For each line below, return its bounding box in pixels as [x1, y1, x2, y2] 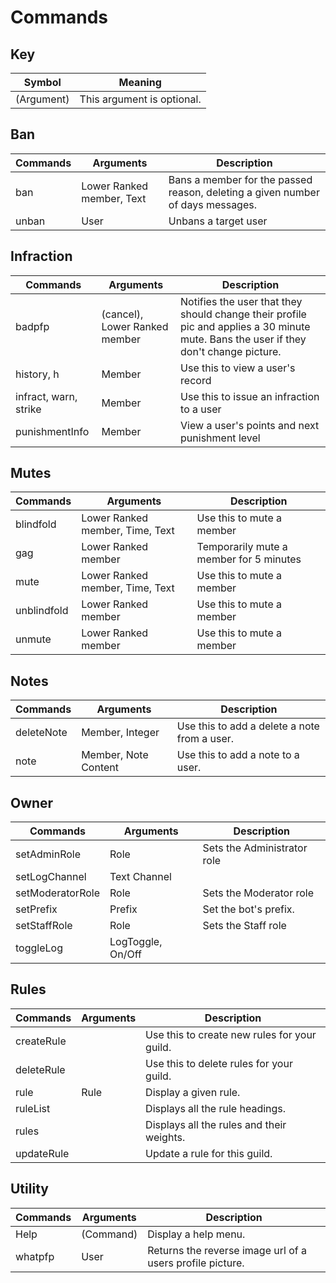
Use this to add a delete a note [176, 719, 320, 733]
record [180, 373, 212, 387]
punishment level [180, 431, 261, 445]
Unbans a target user [168, 214, 268, 228]
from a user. [176, 732, 235, 746]
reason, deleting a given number [168, 185, 320, 199]
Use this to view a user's [180, 361, 296, 375]
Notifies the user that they [180, 294, 303, 308]
